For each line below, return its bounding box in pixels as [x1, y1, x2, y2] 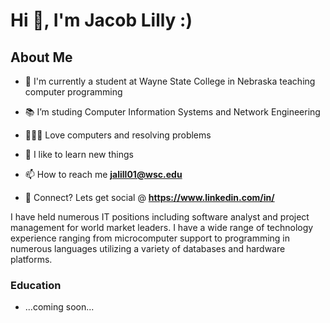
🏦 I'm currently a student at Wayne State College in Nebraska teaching [24, 75, 316, 87]
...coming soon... [24, 301, 95, 313]
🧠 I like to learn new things [24, 149, 134, 160]
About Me [10, 49, 73, 66]
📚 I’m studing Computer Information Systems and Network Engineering [24, 106, 321, 118]
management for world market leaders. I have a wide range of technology [10, 222, 314, 233]
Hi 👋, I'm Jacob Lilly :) [10, 9, 193, 32]
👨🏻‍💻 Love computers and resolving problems [24, 129, 212, 141]
